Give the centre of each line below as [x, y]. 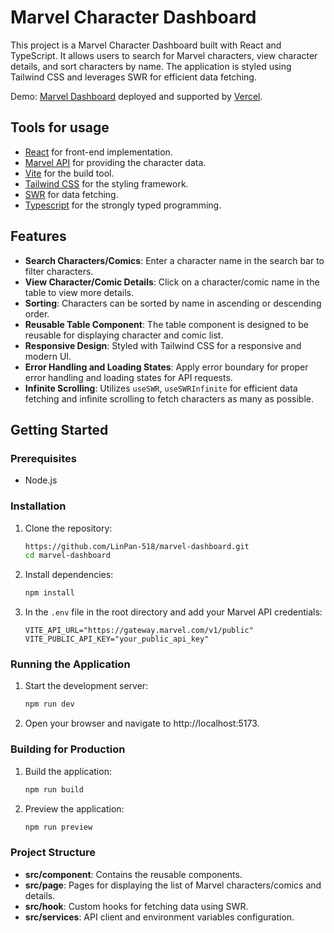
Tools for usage [60, 127]
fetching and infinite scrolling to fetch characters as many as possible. [169, 398]
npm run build [54, 789]
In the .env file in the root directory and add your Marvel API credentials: [173, 612]
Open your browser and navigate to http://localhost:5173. [142, 723]
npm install [49, 593]
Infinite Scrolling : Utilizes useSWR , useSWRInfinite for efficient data [161, 388]
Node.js [41, 480]
